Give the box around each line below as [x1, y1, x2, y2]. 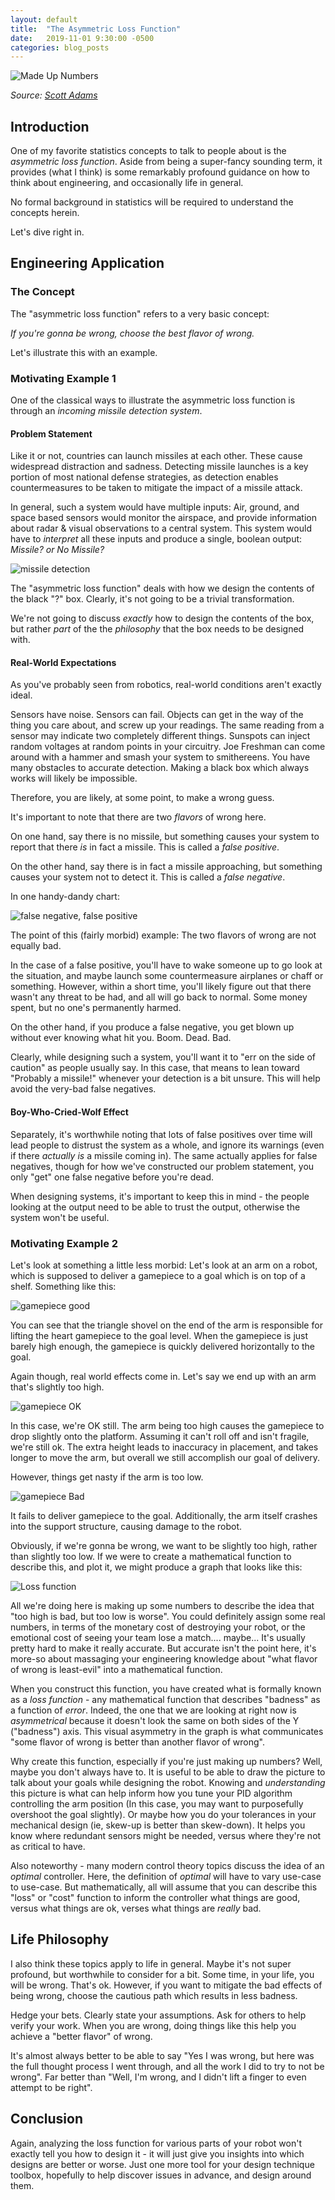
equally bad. [10, 940, 62, 952]
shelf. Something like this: [10, 1280, 117, 1292]
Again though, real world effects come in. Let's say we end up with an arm [10, 1370, 317, 1382]
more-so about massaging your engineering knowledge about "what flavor [10, 1652, 318, 1665]
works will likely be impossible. [10, 772, 138, 785]
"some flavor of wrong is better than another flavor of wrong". [10, 1736, 265, 1748]
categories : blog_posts [10, 42, 110, 53]
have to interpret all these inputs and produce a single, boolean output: [10, 533, 303, 545]
